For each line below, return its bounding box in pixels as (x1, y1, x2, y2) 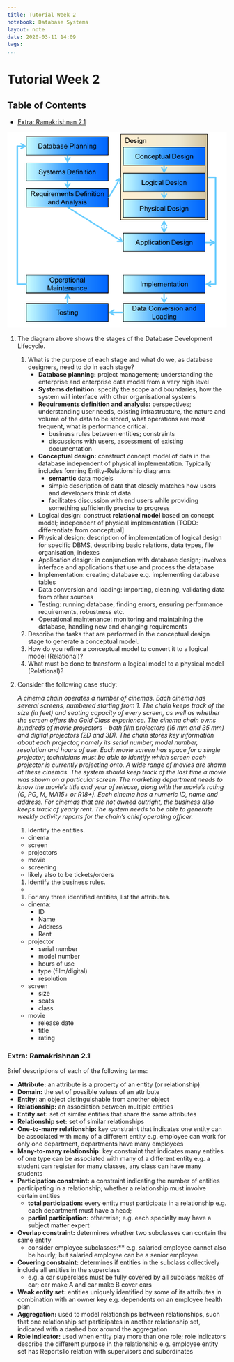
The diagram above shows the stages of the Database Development (17, 334, 213, 343)
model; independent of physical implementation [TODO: (38, 518, 198, 527)
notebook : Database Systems (7, 18, 89, 26)
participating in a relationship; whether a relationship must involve (17, 1184, 207, 1192)
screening (27, 862, 57, 871)
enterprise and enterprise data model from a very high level (38, 377, 209, 386)
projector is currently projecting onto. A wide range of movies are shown (17, 761, 226, 769)
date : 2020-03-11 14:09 (7, 33, 77, 40)
